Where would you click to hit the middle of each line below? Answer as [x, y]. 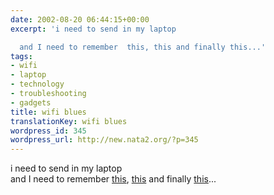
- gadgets [31, 102]
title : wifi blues [48, 112]
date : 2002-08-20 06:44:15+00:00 [80, 19]
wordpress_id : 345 [48, 131]
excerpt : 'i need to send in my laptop [93, 29]
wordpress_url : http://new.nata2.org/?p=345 [104, 140]
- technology [37, 84]
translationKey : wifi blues [69, 121]
